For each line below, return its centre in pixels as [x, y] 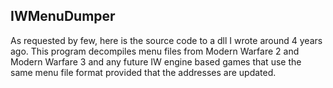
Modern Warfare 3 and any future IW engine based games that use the [156, 61]
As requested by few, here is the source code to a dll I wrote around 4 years [166, 40]
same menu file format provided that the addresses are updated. [143, 72]
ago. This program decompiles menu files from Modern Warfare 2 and [155, 51]
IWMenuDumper [63, 16]
